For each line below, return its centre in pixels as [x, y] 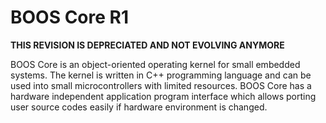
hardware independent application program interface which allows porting [163, 96]
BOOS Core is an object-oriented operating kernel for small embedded [155, 64]
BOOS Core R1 [70, 17]
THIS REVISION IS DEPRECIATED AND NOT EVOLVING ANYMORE [147, 45]
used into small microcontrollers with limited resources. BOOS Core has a [161, 85]
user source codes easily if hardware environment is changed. [139, 107]
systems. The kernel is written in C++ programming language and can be [161, 75]
